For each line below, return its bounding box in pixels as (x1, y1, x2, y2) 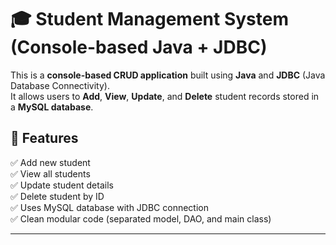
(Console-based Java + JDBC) (10, 36, 268, 59)
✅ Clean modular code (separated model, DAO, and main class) (10, 212, 272, 225)
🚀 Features (10, 130, 79, 147)
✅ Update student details (10, 179, 114, 191)
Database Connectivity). (10, 79, 110, 91)
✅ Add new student (10, 156, 91, 168)
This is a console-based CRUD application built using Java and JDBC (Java (10, 69, 326, 81)
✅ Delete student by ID (10, 190, 105, 202)
